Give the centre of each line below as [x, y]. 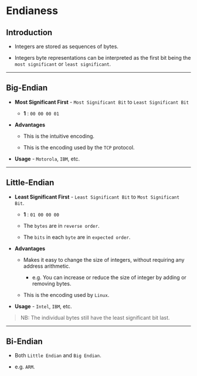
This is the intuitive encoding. [59, 136]
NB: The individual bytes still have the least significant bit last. [95, 317]
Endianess [32, 11]
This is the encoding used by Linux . [66, 295]
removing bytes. [52, 283]
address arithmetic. [47, 266]
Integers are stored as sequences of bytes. [67, 46]
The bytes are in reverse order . [61, 225]
